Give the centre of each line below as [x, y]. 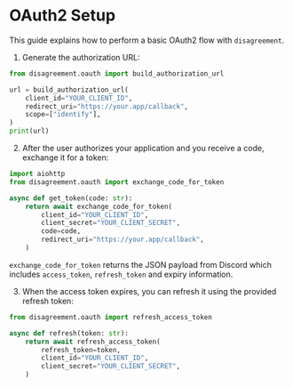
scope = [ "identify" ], [63, 115]
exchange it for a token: [65, 157]
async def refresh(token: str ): [69, 333]
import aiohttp [37, 174]
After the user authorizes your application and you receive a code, [143, 149]
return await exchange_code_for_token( [99, 206]
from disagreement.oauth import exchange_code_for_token [117, 182]
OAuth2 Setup [63, 16]
